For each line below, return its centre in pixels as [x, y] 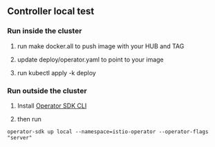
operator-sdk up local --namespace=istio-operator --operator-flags [108, 131]
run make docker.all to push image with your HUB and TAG [101, 46]
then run [29, 119]
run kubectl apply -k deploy [57, 72]
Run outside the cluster [47, 90]
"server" [20, 137]
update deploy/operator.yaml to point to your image [90, 59]
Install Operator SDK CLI [52, 106]
